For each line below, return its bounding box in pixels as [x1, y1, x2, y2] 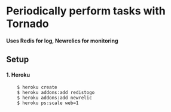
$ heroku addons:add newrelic [17, 95, 93, 101]
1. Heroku [6, 71, 30, 78]
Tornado [6, 17, 49, 31]
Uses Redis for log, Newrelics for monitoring [6, 37, 118, 44]
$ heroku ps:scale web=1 [17, 100, 79, 106]
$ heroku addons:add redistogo [17, 90, 95, 96]
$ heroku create [17, 84, 58, 90]
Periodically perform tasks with [6, 4, 166, 18]
